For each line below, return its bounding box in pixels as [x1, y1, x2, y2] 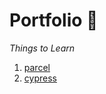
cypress [23, 72, 57, 84]
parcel [23, 61, 51, 73]
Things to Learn [9, 42, 76, 54]
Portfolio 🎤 [9, 9, 99, 32]
